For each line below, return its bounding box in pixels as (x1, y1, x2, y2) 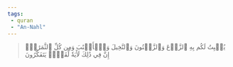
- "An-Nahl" (10, 23, 46, 30)
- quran (10, 17, 33, 24)
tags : (7, 10, 23, 18)
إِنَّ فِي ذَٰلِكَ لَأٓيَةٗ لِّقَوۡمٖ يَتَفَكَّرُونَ (24, 50, 110, 59)
